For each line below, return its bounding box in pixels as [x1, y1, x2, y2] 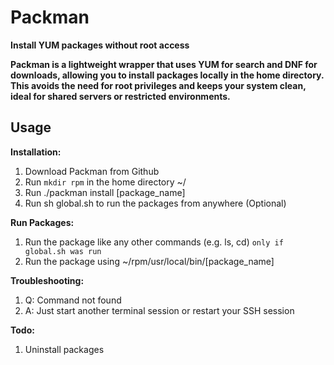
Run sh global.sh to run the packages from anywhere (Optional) [24, 197, 287, 209]
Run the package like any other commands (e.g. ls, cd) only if [24, 236, 284, 248]
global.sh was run [24, 246, 102, 256]
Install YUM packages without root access [10, 39, 190, 51]
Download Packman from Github [24, 165, 160, 177]
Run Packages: [10, 216, 75, 228]
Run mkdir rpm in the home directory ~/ [24, 176, 187, 188]
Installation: [10, 146, 62, 158]
